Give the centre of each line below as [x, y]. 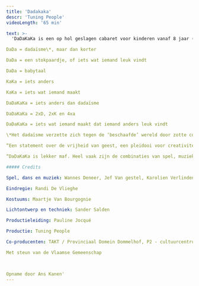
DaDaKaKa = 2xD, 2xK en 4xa [41, 114]
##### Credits [24, 167]
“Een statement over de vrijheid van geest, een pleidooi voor [86, 146]
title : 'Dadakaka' [29, 12]
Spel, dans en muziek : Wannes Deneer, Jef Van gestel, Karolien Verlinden [100, 178]
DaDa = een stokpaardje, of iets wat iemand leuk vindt [76, 60]
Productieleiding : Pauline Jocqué [49, 221]
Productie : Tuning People [38, 232]
